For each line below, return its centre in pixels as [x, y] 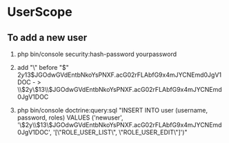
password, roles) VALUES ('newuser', [70, 117]
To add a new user [47, 38]
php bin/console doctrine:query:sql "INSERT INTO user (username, [112, 110]
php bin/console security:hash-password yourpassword [97, 54]
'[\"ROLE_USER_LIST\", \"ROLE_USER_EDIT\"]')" [120, 132]
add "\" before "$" [43, 67]
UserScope [40, 12]
